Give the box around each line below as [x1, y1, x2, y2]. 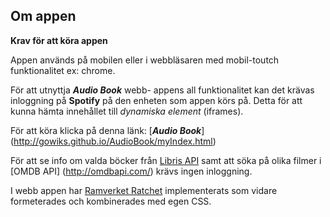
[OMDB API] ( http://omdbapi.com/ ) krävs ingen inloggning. [10, 165, 253, 177]
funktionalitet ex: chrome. [10, 64, 116, 76]
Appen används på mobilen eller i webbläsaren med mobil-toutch [10, 54, 280, 66]
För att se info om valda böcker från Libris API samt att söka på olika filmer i [10, 154, 322, 166]
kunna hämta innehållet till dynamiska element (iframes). [10, 105, 244, 117]
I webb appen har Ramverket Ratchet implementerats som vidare [10, 184, 278, 196]
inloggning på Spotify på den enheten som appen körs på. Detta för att [10, 94, 303, 106]
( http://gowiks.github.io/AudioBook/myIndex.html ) [10, 135, 217, 147]
